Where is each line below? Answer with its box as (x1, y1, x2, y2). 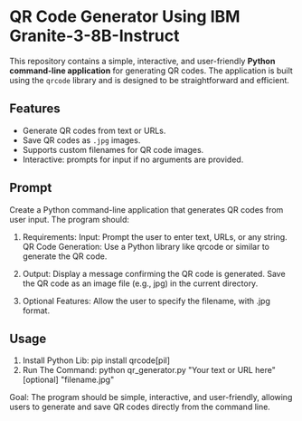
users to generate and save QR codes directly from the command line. (9, 401, 271, 413)
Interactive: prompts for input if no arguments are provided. (22, 154, 244, 165)
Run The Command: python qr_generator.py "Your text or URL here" (22, 365, 276, 376)
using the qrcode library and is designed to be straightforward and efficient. (9, 74, 289, 85)
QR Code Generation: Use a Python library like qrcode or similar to (22, 241, 269, 252)
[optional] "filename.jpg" (22, 374, 115, 386)
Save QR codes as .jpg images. (22, 134, 141, 146)
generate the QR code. (22, 251, 108, 262)
